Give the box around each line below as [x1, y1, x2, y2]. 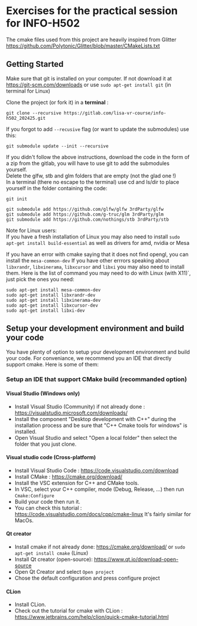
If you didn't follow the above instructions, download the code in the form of [6, 153, 190, 160]
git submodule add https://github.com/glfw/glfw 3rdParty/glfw [6, 206, 164, 212]
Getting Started [6, 59, 64, 69]
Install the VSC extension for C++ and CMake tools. [14, 479, 140, 486]
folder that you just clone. [14, 440, 77, 447]
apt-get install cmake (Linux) [14, 550, 89, 557]
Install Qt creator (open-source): [14, 556, 93, 563]
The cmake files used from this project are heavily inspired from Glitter [6, 36, 177, 43]
